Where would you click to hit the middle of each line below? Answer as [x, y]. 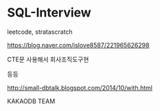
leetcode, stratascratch [40, 32]
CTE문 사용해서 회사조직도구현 [48, 59]
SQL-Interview [49, 13]
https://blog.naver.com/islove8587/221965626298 [78, 45]
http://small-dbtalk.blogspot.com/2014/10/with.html [80, 88]
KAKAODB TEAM [31, 101]
